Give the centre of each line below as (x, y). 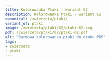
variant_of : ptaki (24, 23)
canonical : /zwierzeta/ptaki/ (37, 19)
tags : (11, 42)
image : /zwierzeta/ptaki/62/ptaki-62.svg (49, 28)
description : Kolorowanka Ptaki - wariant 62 (53, 14)
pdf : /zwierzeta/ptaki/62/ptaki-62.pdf (47, 32)
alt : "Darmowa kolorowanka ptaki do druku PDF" (55, 37)
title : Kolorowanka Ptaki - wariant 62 (47, 10)
